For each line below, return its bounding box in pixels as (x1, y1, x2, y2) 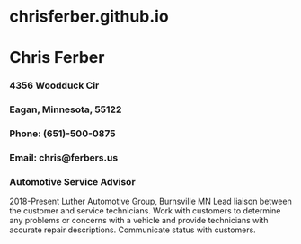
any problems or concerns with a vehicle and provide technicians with (9, 215, 269, 226)
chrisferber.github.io (9, 6, 169, 27)
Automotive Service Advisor (9, 175, 137, 187)
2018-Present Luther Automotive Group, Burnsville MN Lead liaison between (9, 196, 292, 207)
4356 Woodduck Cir (9, 79, 100, 91)
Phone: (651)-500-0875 (9, 127, 117, 140)
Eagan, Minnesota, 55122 (9, 103, 122, 116)
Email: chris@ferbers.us (9, 152, 119, 164)
